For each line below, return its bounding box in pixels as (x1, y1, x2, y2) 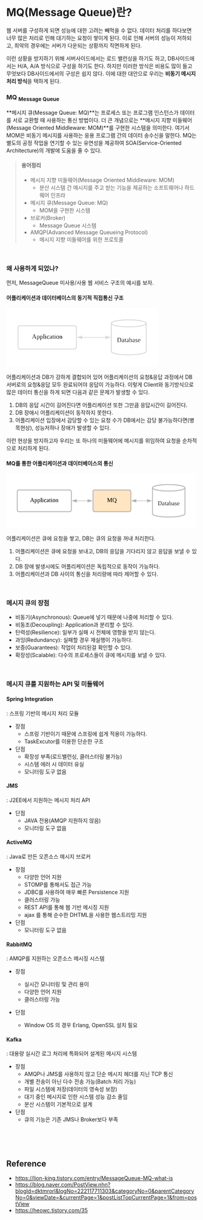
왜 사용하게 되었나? (6, 264, 59, 273)
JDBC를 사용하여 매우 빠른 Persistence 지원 (24, 888, 129, 896)
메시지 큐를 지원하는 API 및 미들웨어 (6, 680, 104, 688)
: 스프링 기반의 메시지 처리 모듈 (6, 710, 79, 717)
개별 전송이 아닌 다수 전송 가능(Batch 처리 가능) (24, 1078, 136, 1085)
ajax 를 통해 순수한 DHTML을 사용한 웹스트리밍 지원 (24, 911, 147, 918)
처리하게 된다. (17, 445, 50, 452)
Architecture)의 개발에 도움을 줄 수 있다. (6, 147, 102, 154)
